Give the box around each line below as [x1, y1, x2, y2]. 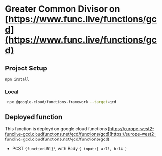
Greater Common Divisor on [5, 3, 120, 15]
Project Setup [5, 64, 48, 72]
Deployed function [5, 113, 63, 121]
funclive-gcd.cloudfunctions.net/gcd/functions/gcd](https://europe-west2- [5, 131, 156, 137]
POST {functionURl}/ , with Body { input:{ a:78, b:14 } [12, 145, 127, 151]
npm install [5, 77, 29, 82]
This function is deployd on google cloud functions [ [5, 125, 110, 132]
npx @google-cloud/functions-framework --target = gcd [7, 100, 117, 104]
